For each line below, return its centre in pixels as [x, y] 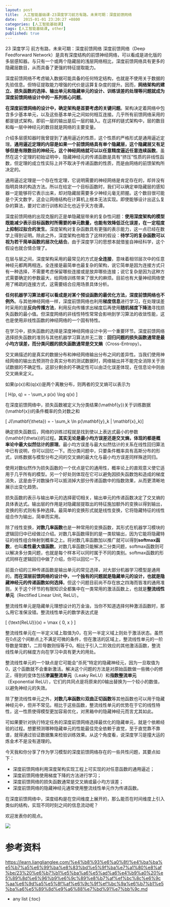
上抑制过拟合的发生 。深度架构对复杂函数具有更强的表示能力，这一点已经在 [83, 229]
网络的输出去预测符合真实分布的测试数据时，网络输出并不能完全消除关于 [85, 361]
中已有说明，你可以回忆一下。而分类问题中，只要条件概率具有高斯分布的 [80, 451]
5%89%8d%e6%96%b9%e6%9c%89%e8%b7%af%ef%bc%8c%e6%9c [83, 878]
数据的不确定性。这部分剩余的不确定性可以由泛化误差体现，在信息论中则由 [87, 367]
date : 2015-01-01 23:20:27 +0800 [43, 19]
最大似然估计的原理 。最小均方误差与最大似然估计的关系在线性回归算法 [92, 444]
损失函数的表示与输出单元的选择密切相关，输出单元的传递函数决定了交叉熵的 [85, 498]
